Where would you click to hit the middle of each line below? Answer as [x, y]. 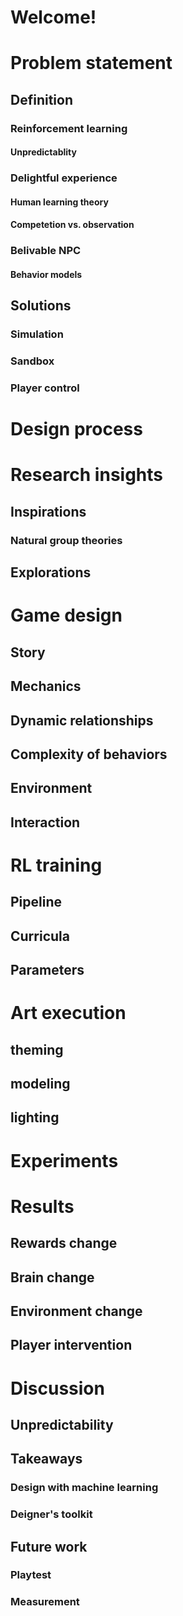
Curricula [40, 936]
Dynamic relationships [82, 720]
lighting [35, 1117]
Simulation [37, 334]
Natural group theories [66, 540]
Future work [49, 1546]
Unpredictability [62, 1424]
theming [37, 1049]
